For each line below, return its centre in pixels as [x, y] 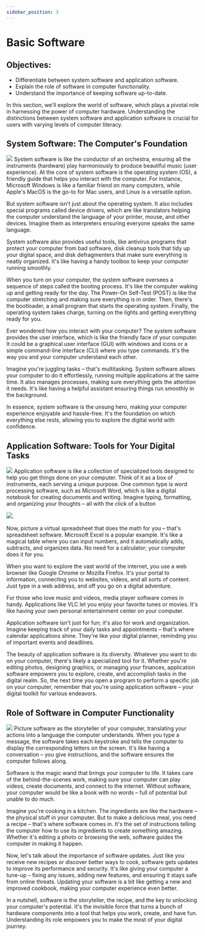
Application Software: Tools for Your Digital [91, 446]
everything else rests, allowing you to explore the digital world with [91, 420]
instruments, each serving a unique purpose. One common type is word [97, 484]
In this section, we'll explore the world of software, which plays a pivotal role [102, 104]
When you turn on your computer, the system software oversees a [90, 280]
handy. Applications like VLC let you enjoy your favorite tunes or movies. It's [102, 604]
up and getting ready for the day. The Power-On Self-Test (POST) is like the [102, 293]
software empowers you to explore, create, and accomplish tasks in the [96, 674]
